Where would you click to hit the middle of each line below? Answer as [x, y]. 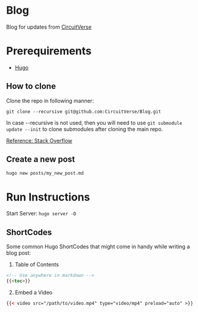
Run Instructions [48, 197]
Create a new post [41, 160]
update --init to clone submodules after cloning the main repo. [85, 129]
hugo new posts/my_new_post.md [45, 173]
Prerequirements [49, 51]
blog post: [18, 253]
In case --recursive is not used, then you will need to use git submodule [94, 122]
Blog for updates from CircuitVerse [49, 27]
